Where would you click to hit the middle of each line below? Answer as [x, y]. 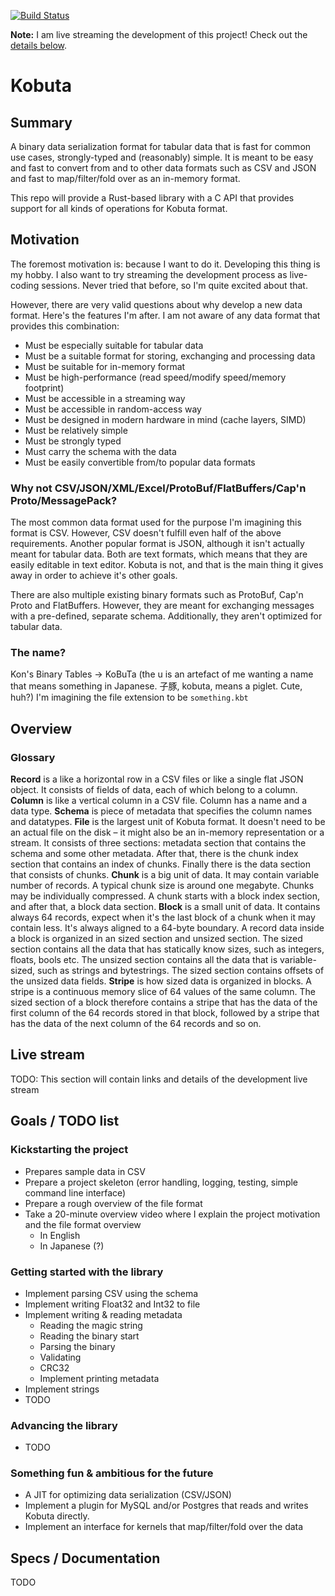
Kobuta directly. [57, 1516]
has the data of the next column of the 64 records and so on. [136, 1024]
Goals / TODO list [65, 1121]
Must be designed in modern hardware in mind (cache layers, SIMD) [165, 419]
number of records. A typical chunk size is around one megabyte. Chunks [162, 886]
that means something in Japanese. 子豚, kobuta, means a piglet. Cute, [156, 686]
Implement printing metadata [99, 1378]
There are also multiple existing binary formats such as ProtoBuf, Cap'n [157, 595]
